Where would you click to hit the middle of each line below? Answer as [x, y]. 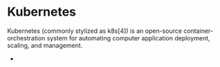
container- [198, 31]
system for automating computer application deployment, [128, 38]
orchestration [26, 38]
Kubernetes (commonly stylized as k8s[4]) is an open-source [94, 31]
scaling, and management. [45, 45]
